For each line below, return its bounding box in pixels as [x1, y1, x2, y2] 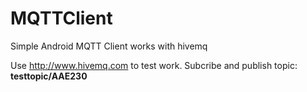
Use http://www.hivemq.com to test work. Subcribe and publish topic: [10, 59, 298, 71]
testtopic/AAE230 [10, 70, 88, 82]
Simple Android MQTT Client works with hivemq [10, 40, 208, 52]
